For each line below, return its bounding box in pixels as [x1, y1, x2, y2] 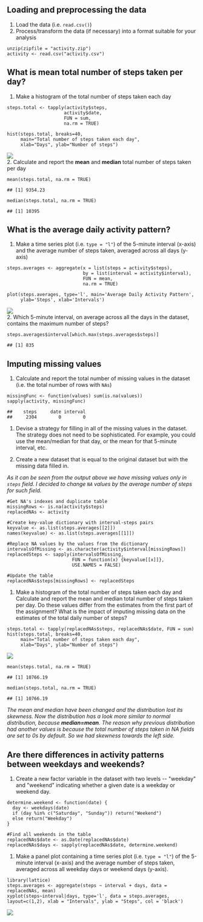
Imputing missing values [7, 358, 102, 369]
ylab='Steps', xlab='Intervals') [20, 297, 105, 303]
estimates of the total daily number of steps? [15, 614, 127, 622]
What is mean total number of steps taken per [7, 67, 184, 77]
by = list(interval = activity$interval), [82, 271, 191, 277]
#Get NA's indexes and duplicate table [7, 499, 108, 505]
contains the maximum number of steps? [7, 320, 109, 328]
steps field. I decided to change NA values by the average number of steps [7, 481, 193, 488]
